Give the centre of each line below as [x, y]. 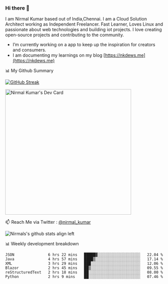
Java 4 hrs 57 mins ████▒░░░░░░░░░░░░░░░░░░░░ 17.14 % [84, 259]
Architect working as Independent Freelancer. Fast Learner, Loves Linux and [84, 24]
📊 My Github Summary [29, 71]
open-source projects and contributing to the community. [65, 35]
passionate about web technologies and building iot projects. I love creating [83, 30]
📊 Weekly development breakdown [42, 244]
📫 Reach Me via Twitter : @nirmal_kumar [48, 222]
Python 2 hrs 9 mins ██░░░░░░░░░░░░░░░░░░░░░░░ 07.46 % [84, 277]
